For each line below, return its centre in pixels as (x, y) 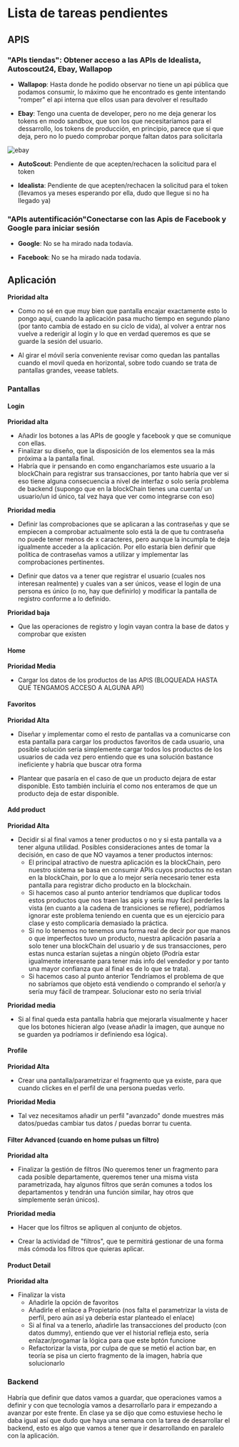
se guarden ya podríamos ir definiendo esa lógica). (92, 1034)
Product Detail (29, 1265)
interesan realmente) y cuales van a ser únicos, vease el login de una (119, 583)
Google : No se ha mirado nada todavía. (75, 244)
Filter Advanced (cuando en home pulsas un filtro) (83, 1140)
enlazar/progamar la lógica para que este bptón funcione (112, 1340)
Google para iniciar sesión (54, 228)
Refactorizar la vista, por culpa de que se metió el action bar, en (122, 1348)
